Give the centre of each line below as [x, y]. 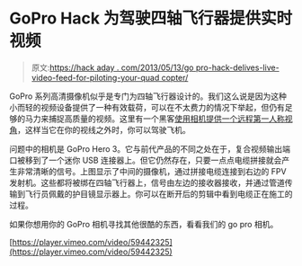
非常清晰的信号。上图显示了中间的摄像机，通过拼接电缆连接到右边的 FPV [151, 171]
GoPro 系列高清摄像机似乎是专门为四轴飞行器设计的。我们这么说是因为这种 [148, 96]
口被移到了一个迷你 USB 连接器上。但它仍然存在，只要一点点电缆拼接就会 [146, 160]
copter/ [175, 77]
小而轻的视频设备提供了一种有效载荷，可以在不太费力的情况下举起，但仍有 [147, 107]
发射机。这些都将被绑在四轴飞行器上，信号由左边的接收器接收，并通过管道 [147, 182]
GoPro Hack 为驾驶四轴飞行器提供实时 [151, 18]
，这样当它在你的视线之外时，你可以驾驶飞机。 [104, 129]
